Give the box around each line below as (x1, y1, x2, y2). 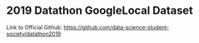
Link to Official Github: (6, 24, 63, 31)
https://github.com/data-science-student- (63, 24, 170, 31)
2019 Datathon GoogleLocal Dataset (6, 4, 194, 18)
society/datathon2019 (6, 30, 61, 37)
